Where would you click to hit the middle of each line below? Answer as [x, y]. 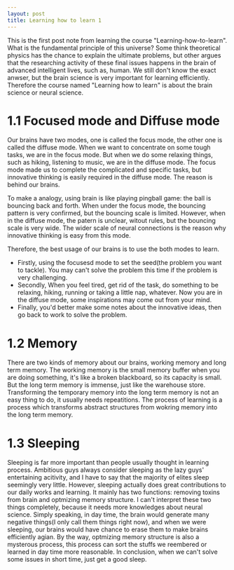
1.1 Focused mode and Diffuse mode [114, 121]
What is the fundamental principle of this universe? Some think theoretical [114, 48]
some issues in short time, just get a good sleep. [77, 559]
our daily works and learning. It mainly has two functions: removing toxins [114, 492]
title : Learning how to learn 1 [54, 20]
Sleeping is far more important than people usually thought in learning [108, 463]
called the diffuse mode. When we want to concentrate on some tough [109, 147]
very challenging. [42, 278]
